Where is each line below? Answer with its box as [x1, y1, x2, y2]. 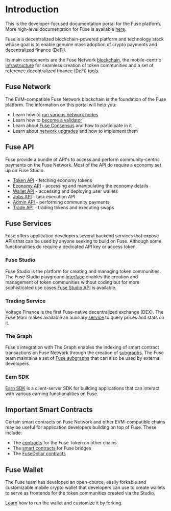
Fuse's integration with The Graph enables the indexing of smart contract [5, 344, 159, 351]
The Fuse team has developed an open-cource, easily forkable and [5, 479, 146, 485]
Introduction [5, 4, 59, 15]
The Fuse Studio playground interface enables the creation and [5, 273, 138, 280]
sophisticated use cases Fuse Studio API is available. [5, 284, 116, 291]
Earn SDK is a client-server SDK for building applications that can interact [5, 385, 160, 391]
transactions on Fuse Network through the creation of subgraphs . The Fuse [5, 350, 164, 356]
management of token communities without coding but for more [5, 279, 140, 285]
